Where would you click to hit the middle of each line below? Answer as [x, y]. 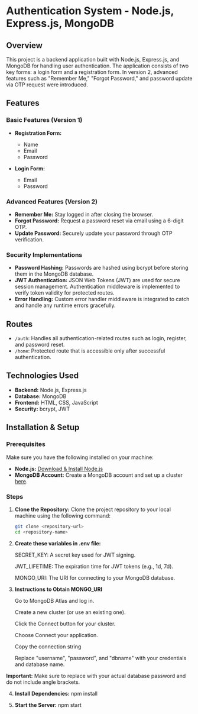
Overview [25, 45]
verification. [29, 239]
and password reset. [40, 345]
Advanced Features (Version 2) [52, 201]
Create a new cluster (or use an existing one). [70, 612]
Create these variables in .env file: [58, 543]
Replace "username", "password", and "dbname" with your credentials [100, 658]
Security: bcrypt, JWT [42, 409]
